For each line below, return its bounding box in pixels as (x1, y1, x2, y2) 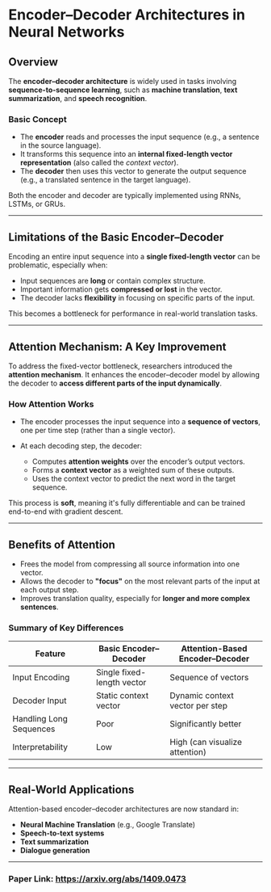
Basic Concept (8, 113, 67, 124)
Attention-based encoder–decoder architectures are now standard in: (8, 804, 240, 814)
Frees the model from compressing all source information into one (19, 559, 240, 569)
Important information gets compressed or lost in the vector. (19, 284, 223, 294)
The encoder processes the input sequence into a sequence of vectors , (19, 417, 261, 427)
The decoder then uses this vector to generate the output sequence (19, 166, 247, 176)
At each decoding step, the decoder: (19, 441, 143, 451)
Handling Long (12, 713, 69, 725)
